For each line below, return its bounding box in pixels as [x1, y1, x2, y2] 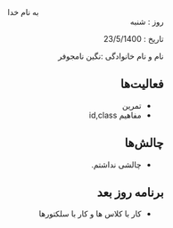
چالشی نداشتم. [91, 159, 142, 170]
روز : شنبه [130, 16, 164, 27]
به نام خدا [7, 7, 39, 17]
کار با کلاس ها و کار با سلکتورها [38, 208, 142, 219]
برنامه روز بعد [96, 185, 164, 200]
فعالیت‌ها [119, 77, 164, 92]
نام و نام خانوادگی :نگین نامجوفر [57, 51, 164, 61]
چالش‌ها [124, 135, 164, 151]
